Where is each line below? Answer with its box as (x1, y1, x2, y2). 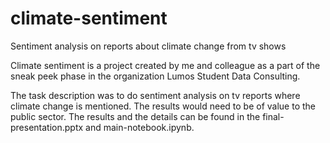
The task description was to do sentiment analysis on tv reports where (10, 89, 301, 101)
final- (262, 110, 285, 122)
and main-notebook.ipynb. (85, 121, 195, 133)
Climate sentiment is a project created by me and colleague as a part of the (10, 59, 321, 71)
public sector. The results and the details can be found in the (10, 110, 261, 122)
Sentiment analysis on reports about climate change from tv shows (10, 40, 287, 52)
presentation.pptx (10, 121, 84, 133)
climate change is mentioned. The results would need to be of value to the (10, 100, 317, 112)
